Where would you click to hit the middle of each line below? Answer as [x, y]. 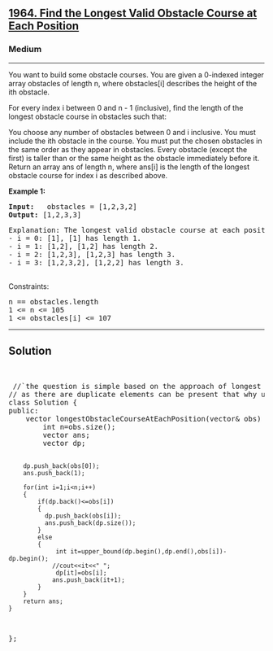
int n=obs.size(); [79, 427]
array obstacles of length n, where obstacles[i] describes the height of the [133, 83]
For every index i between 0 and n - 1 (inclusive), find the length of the [126, 107]
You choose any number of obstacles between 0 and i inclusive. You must [132, 132]
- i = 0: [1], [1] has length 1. [75, 238]
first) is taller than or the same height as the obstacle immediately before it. [134, 158]
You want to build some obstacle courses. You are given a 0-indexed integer [136, 74]
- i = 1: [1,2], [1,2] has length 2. [84, 246]
